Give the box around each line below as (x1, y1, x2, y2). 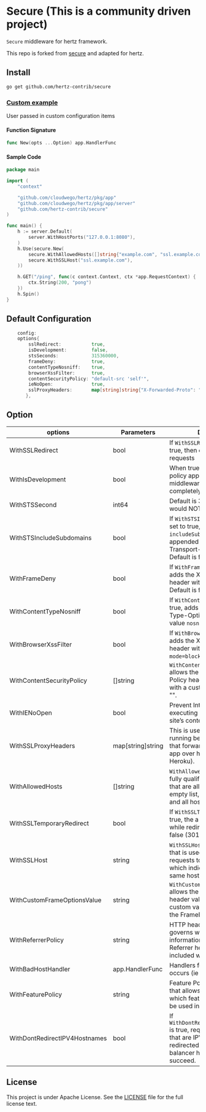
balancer (169, 1048, 195, 1057)
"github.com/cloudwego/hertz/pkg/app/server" (17, 200, 136, 206)
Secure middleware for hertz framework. (6, 37, 108, 45)
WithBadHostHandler (9, 965, 71, 973)
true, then (169, 446, 197, 454)
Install (6, 68, 31, 78)
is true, (169, 1025, 189, 1034)
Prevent (169, 701, 192, 709)
